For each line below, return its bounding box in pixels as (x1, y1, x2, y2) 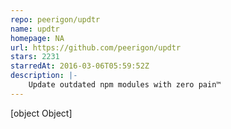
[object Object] (10, 107, 73, 119)
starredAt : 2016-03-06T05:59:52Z (10, 61, 150, 71)
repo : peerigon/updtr (10, 14, 101, 25)
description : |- (10, 71, 78, 81)
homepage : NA (10, 33, 65, 43)
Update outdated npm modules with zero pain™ (28, 80, 222, 90)
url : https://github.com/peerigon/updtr (10, 42, 182, 53)
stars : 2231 (10, 52, 60, 62)
